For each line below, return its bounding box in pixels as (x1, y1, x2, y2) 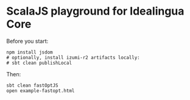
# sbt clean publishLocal (6, 60, 72, 66)
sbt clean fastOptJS (6, 82, 59, 88)
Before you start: (6, 37, 49, 45)
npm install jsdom (6, 49, 53, 55)
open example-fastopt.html (6, 87, 75, 94)
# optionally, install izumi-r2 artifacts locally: (6, 54, 140, 60)
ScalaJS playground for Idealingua (6, 4, 185, 18)
